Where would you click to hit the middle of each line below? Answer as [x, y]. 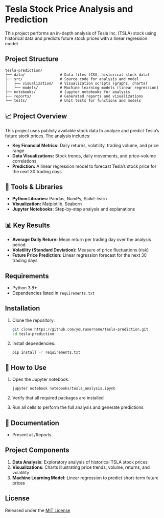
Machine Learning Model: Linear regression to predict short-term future [85, 478]
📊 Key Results [28, 225]
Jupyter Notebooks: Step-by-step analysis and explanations [74, 209]
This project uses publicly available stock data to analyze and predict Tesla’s [82, 130]
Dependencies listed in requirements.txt [53, 293]
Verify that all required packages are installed [58, 398]
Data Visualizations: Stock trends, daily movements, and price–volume [84, 155]
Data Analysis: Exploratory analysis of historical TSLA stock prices [80, 462]
